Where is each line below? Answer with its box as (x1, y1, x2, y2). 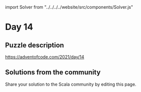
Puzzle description (5, 41, 64, 49)
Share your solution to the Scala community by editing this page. (5, 81, 137, 87)
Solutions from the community (5, 68, 101, 77)
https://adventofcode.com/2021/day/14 (5, 54, 85, 60)
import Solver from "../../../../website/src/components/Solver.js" (5, 4, 133, 10)
